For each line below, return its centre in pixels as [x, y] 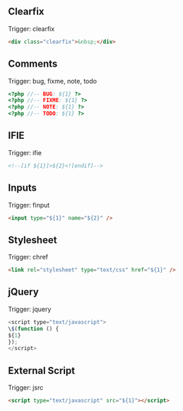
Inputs [23, 188]
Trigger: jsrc [26, 388]
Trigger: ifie [25, 152]
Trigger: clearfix [31, 28]
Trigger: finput [29, 205]
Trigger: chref [28, 257]
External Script [42, 370]
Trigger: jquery [30, 309]
